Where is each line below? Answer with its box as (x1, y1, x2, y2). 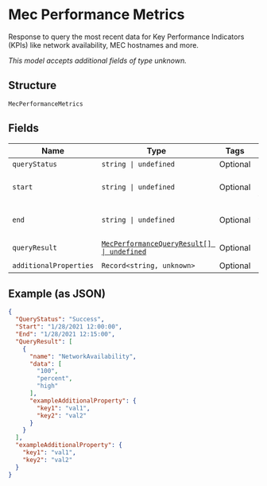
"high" (37, 382, 59, 391)
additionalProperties (12, 261, 94, 270)
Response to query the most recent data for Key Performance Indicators (8, 32, 245, 41)
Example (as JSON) (8, 286, 106, 300)
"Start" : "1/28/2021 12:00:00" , (15, 323, 123, 331)
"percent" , (37, 375, 73, 383)
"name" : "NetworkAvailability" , (29, 352, 137, 360)
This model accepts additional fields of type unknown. (8, 56, 187, 65)
